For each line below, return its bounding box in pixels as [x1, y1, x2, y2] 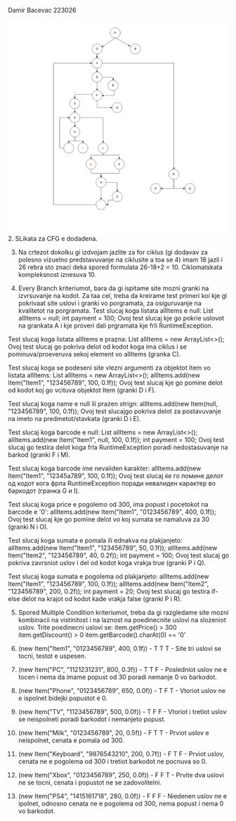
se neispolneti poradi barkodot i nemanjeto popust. [18, 715, 166, 723]
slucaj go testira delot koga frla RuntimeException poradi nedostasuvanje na [8, 443, 228, 452]
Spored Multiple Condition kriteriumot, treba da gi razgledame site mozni [18, 608, 229, 617]
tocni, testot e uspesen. [18, 652, 86, 660]
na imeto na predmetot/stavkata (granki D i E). [8, 415, 141, 423]
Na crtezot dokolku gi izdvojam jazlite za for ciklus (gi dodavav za [18, 248, 208, 257]
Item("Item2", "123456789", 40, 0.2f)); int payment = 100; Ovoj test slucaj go [8, 551, 230, 560]
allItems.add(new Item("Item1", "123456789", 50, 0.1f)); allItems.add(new [8, 544, 218, 552]
